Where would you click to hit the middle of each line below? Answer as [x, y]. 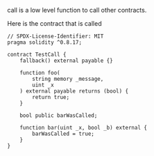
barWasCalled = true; [63, 134]
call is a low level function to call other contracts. [77, 10]
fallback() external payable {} [66, 61]
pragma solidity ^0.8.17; [44, 42]
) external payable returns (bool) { [74, 91]
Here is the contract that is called [54, 23]
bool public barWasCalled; [59, 116]
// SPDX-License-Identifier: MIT [55, 36]
